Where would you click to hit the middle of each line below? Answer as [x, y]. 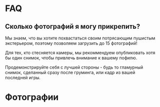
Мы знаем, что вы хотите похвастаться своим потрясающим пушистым [80, 38]
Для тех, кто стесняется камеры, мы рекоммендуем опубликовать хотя [80, 53]
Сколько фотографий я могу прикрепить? [73, 27]
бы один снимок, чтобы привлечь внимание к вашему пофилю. [71, 58]
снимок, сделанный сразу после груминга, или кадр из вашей [70, 72]
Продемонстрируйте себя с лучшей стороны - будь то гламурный [74, 67]
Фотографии [32, 97]
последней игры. [23, 78]
